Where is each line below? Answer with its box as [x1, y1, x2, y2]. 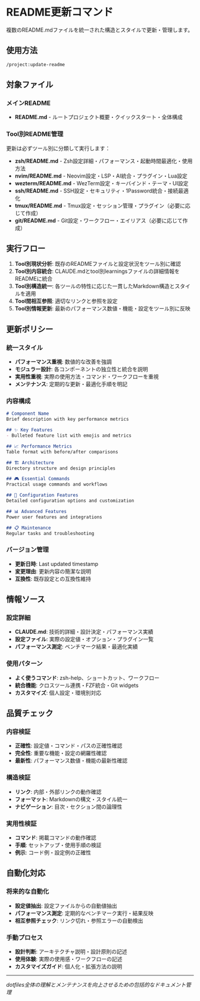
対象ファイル [6, 80, 54, 90]
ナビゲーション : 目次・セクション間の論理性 [14, 803, 123, 810]
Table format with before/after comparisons [6, 449, 118, 455]
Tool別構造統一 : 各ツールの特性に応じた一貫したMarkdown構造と [14, 282, 175, 290]
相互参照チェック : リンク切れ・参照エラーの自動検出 [14, 917, 143, 924]
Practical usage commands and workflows [6, 481, 108, 487]
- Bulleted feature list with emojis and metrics [6, 433, 132, 439]
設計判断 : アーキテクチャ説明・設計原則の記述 [14, 948, 127, 955]
